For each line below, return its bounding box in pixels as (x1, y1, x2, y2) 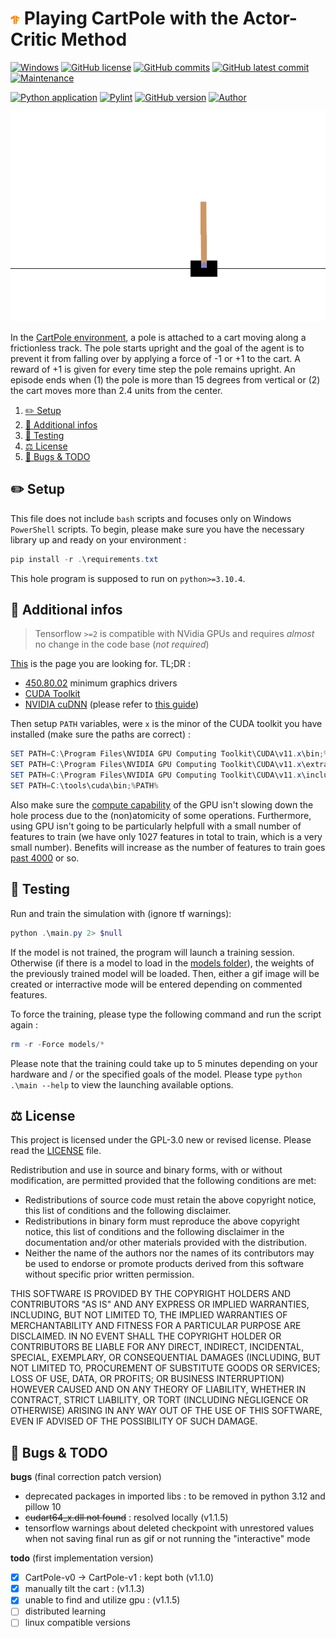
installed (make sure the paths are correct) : (10, 728, 191, 741)
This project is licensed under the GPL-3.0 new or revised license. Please (10, 1134, 312, 1146)
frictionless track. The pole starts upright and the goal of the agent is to (10, 342, 305, 354)
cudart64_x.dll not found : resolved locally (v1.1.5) (24, 1512, 229, 1524)
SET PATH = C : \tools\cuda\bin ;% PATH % (10, 781, 159, 791)
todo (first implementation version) (10, 1552, 154, 1564)
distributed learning (24, 1605, 107, 1617)
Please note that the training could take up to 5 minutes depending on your (10, 1057, 319, 1069)
